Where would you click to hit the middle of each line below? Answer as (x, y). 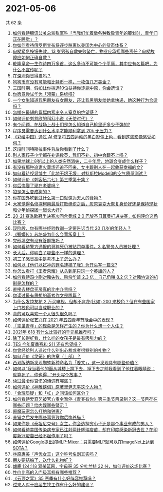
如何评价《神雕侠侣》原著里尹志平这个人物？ (57, 387)
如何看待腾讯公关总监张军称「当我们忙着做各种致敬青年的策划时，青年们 (85, 33)
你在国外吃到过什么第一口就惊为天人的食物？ (57, 198)
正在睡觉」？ (25, 39)
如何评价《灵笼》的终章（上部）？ (47, 356)
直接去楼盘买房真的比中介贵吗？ (45, 289)
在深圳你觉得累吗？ (32, 76)
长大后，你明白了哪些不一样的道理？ (49, 252)
